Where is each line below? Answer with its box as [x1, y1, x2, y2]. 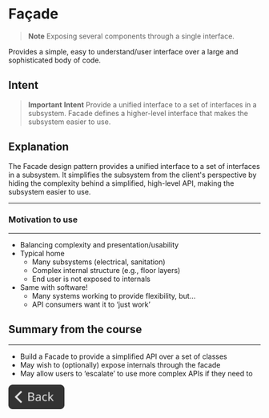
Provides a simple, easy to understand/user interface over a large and [8, 46, 239, 56]
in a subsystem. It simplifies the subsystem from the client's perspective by [8, 170, 257, 179]
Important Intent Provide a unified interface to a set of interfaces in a [27, 99, 258, 109]
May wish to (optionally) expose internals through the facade [19, 360, 221, 369]
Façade [8, 5, 58, 23]
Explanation [8, 140, 70, 154]
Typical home [19, 248, 66, 258]
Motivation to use [8, 214, 78, 225]
